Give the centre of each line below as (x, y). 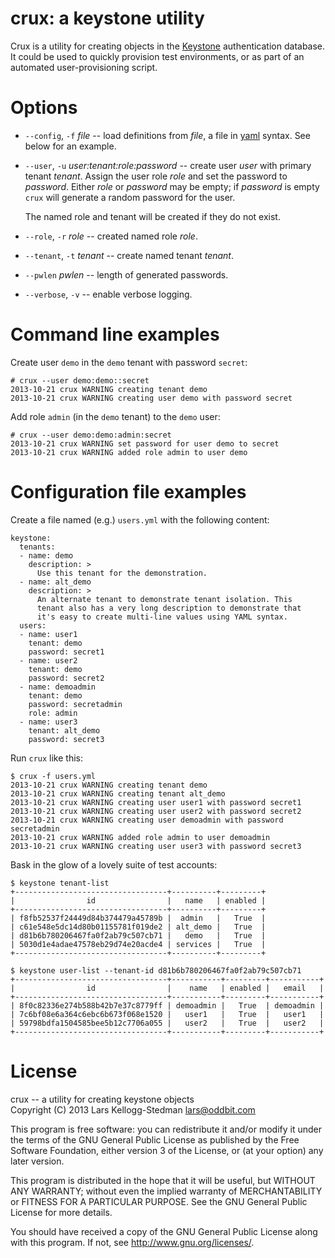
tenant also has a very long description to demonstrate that (169, 608)
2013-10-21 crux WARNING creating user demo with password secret (151, 398)
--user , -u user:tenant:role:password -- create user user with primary (168, 165)
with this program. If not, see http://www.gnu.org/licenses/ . (132, 1242)
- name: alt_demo (55, 582)
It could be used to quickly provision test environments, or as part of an (157, 56)
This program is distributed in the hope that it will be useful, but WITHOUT (163, 1180)
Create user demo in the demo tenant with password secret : (129, 362)
